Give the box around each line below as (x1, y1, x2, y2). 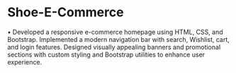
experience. (7, 57, 43, 66)
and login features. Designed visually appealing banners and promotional (7, 43, 221, 51)
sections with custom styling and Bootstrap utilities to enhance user (7, 50, 206, 59)
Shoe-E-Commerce (7, 4, 124, 21)
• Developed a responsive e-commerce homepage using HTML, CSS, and (7, 28, 223, 36)
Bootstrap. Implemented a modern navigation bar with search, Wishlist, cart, (7, 35, 230, 43)
